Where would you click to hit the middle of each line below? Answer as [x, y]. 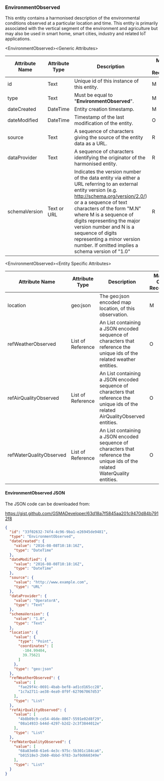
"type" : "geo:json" [34, 669]
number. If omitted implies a [106, 245]
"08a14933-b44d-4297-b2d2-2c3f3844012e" [60, 724]
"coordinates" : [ [36, 646]
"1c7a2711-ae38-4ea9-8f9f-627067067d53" [60, 692]
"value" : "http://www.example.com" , [51, 582]
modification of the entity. [103, 123]
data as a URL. [91, 144]
